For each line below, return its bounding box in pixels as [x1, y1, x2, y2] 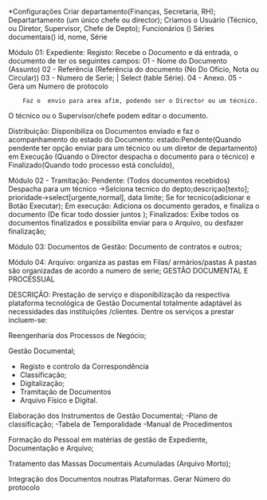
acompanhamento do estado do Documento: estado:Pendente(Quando [8, 135, 241, 144]
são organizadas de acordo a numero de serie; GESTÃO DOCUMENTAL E [8, 266, 249, 275]
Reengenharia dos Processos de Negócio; [8, 331, 147, 340]
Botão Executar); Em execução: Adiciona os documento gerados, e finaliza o [8, 201, 260, 211]
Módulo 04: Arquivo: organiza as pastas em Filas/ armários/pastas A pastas [8, 258, 257, 266]
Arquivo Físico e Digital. [19, 396, 98, 405]
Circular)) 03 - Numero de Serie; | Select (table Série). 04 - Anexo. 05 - [8, 73, 242, 82]
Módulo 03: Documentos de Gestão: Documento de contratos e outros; [8, 242, 242, 251]
